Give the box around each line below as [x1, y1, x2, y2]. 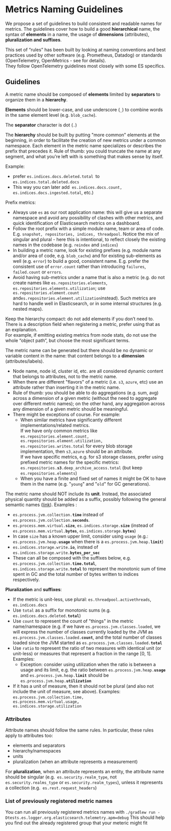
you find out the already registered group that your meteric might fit [5, 820, 148, 826]
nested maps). [12, 306, 43, 312]
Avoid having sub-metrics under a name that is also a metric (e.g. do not [12, 274, 165, 280]
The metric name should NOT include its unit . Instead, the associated [5, 491, 152, 497]
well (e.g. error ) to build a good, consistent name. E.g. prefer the [12, 258, 149, 264]
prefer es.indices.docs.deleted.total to [12, 173, 100, 179]
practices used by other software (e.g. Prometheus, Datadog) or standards [5, 52, 162, 58]
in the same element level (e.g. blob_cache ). [5, 112, 97, 118]
